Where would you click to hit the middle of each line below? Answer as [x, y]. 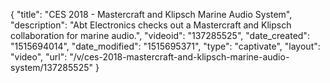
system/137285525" [52, 67]
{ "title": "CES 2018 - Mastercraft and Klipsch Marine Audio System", [151, 14]
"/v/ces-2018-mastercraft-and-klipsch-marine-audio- [179, 57]
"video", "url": [39, 57]
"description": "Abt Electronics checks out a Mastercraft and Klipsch [151, 25]
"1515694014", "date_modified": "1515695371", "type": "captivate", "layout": [165, 46]
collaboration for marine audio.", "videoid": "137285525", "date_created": [160, 35]
